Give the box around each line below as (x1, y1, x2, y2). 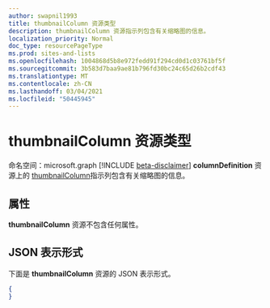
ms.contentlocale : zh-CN (8, 79, 92, 88)
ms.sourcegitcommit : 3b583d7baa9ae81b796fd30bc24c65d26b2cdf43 (8, 65, 226, 73)
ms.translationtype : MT (8, 72, 89, 80)
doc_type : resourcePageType (8, 42, 103, 50)
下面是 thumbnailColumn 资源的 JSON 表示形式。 (8, 268, 175, 278)
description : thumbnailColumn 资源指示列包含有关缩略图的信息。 (8, 27, 210, 35)
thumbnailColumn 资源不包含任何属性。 (8, 220, 143, 229)
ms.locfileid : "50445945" (8, 95, 95, 103)
